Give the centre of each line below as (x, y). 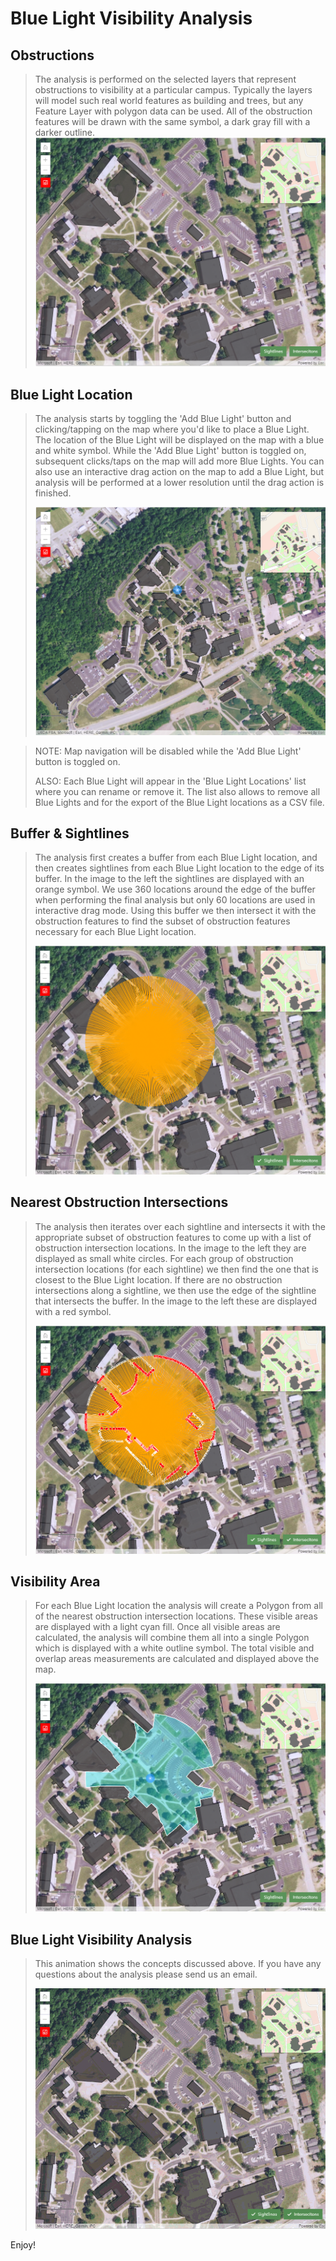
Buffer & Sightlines (70, 833)
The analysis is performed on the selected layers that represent (165, 79)
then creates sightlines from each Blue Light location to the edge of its (179, 868)
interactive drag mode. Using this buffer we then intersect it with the (175, 911)
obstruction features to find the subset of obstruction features (162, 921)
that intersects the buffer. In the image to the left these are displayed (176, 1301)
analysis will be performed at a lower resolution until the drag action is (179, 482)
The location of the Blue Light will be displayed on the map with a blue (179, 439)
